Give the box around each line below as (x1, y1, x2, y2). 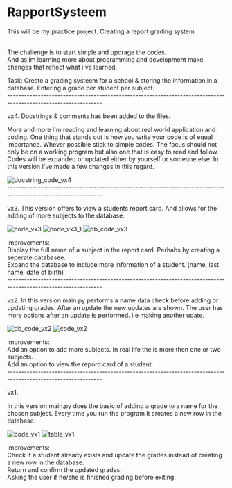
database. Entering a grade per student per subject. (7, 83, 155, 92)
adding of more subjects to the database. (7, 211, 125, 220)
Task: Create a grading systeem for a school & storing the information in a (7, 76, 217, 84)
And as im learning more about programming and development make (7, 55, 204, 63)
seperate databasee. (7, 253, 66, 261)
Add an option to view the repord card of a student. (7, 359, 154, 368)
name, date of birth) (7, 268, 64, 276)
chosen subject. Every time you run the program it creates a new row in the (7, 409, 222, 417)
